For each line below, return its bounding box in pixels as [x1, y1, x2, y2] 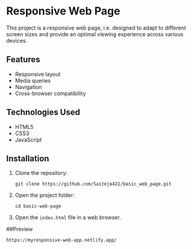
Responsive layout [14, 71, 61, 78]
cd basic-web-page [14, 203, 61, 209]
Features [6, 54, 40, 65]
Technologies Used [6, 107, 80, 118]
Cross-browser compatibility [14, 89, 86, 97]
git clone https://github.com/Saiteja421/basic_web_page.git [14, 181, 172, 188]
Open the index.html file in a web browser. [14, 214, 122, 221]
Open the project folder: [14, 192, 75, 199]
